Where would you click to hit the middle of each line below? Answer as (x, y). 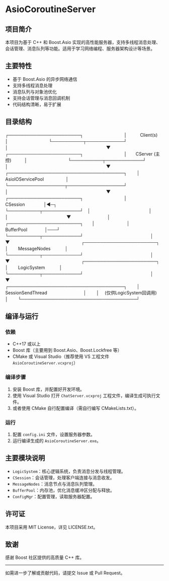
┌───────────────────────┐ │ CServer (79, 154)
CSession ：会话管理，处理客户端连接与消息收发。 (63, 478)
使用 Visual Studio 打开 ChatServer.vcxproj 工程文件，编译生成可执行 (84, 395)
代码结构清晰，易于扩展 (37, 104)
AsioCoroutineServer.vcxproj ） (45, 363)
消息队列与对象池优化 (34, 91)
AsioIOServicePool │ (37, 179)
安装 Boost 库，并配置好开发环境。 (48, 389)
